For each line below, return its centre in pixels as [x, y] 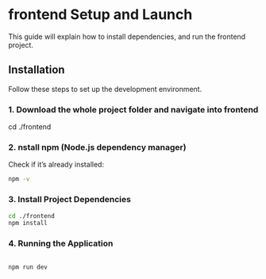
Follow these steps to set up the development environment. [105, 89]
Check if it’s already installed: [56, 165]
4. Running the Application [61, 243]
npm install [28, 224]
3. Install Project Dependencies [69, 200]
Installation [37, 70]
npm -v [19, 179]
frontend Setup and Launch [100, 15]
